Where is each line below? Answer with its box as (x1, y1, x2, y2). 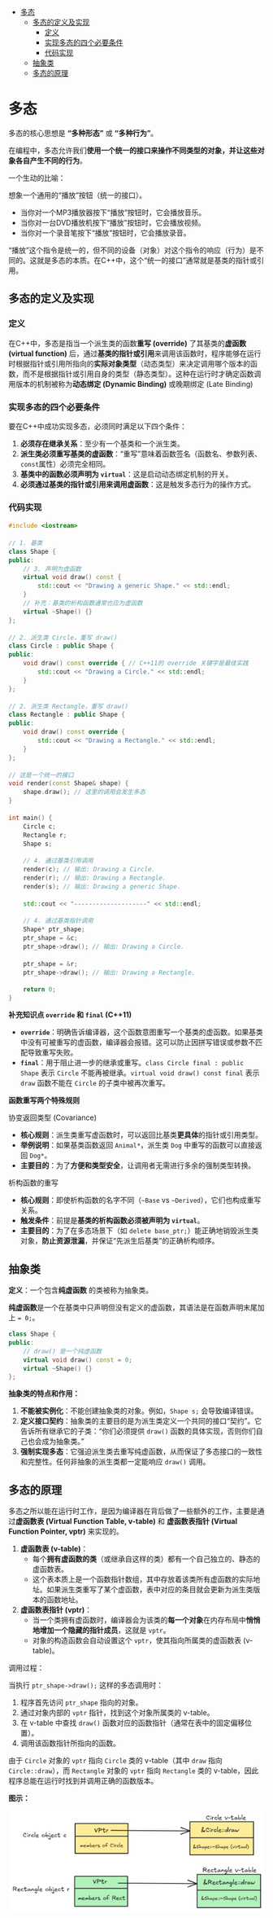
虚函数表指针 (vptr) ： (19, 1605, 92, 1615)
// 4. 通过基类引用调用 (23, 857, 93, 865)
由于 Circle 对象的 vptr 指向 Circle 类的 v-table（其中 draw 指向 (8, 1756, 223, 1766)
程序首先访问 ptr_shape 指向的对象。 (19, 1697, 144, 1708)
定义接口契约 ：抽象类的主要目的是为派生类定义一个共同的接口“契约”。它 (19, 1416, 262, 1426)
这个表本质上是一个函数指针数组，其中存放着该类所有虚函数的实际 (32, 1574, 253, 1584)
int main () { (8, 814, 53, 822)
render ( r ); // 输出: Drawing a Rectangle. (23, 874, 167, 882)
